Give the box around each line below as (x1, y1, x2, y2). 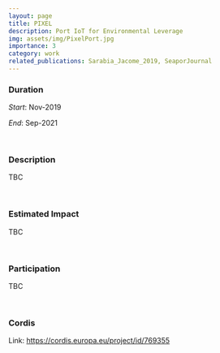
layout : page (8, 11, 53, 20)
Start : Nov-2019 (8, 102, 62, 112)
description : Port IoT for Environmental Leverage (8, 27, 183, 35)
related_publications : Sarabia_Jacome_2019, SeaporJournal (8, 58, 213, 66)
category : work (8, 50, 60, 58)
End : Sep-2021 (8, 118, 58, 128)
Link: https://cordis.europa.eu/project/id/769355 (8, 336, 170, 346)
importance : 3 (8, 42, 57, 50)
